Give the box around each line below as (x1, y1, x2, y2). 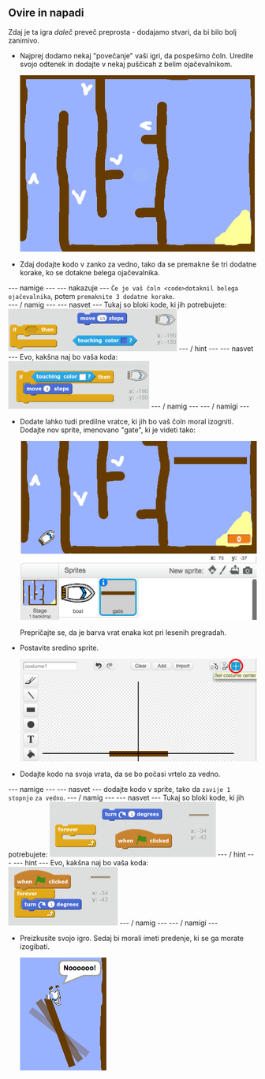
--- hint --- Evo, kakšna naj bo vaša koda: (13, 858, 148, 868)
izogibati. (19, 942, 50, 951)
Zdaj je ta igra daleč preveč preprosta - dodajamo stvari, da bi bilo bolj (8, 27, 237, 36)
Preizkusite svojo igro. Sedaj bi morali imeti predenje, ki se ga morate (19, 934, 244, 943)
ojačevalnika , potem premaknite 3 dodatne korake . (8, 291, 175, 301)
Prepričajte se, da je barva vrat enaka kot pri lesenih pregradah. (19, 628, 227, 637)
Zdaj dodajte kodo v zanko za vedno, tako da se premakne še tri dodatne (19, 259, 257, 269)
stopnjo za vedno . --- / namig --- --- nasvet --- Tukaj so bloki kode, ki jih (8, 793, 244, 803)
